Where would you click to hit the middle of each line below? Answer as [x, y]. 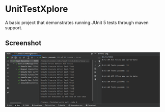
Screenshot [23, 43]
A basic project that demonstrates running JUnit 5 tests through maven [77, 22]
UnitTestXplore [37, 9]
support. [14, 27]
